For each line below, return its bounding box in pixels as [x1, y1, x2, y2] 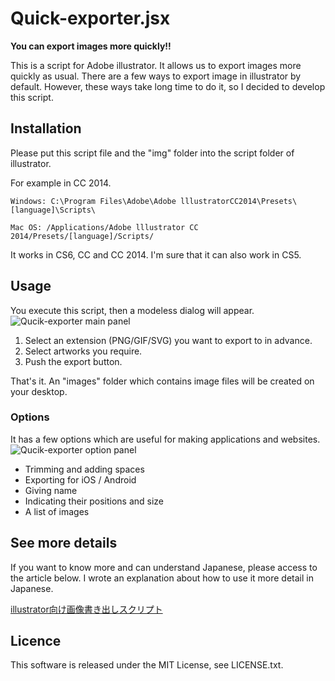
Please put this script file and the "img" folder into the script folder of [10, 147, 295, 159]
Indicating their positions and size [24, 495, 164, 507]
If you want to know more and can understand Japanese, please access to [10, 561, 318, 573]
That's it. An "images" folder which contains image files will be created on [10, 375, 315, 387]
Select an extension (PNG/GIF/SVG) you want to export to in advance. [24, 334, 313, 346]
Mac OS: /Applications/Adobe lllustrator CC [10, 222, 199, 232]
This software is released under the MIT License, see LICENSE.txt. [10, 659, 284, 671]
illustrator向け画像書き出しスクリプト [10, 603, 163, 615]
